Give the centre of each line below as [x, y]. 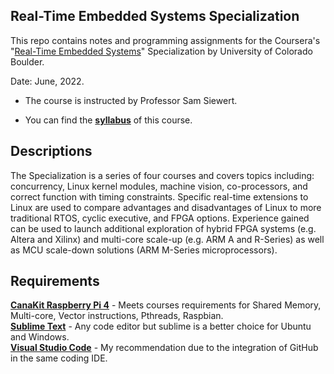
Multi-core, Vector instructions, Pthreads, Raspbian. [117, 316]
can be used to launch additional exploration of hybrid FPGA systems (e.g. [163, 228]
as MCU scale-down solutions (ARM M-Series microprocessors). [144, 250]
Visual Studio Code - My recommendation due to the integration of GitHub [164, 348]
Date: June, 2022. [47, 81]
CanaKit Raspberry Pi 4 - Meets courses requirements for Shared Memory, [166, 305]
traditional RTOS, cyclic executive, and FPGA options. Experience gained [160, 218]
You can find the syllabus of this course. [108, 120]
